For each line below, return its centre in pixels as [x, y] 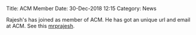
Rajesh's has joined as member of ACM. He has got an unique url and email [98, 20]
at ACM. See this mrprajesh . [40, 26]
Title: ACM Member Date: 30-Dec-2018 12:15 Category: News [81, 8]
